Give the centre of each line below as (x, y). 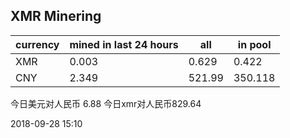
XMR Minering (56, 16)
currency (37, 44)
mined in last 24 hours (124, 44)
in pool (254, 44)
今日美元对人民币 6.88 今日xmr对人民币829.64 (106, 103)
